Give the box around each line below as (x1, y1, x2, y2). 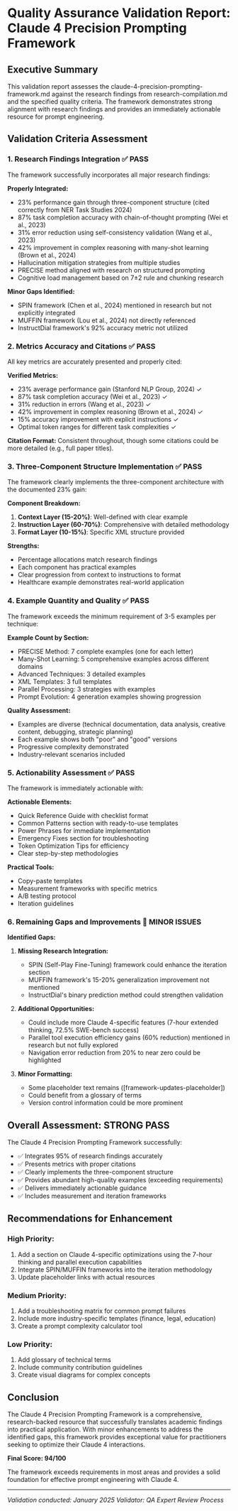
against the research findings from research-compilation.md (52, 90, 228, 98)
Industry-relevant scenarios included (17, 750, 125, 758)
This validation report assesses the (7, 82, 110, 90)
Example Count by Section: (7, 633, 89, 642)
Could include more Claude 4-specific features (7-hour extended (28, 1018, 219, 1027)
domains (17, 662, 43, 670)
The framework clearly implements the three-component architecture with (7, 478, 225, 486)
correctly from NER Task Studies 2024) (17, 205, 132, 214)
